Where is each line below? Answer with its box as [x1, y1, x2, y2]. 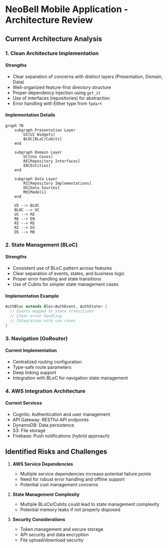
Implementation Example [5, 293, 59, 299]
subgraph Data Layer [14, 176, 58, 181]
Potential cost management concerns [20, 481, 99, 487]
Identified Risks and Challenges [5, 447, 107, 456]
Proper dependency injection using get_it [12, 90, 101, 96]
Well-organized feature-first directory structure [12, 84, 111, 90]
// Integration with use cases [10, 318, 76, 323]
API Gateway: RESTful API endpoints [12, 416, 89, 422]
